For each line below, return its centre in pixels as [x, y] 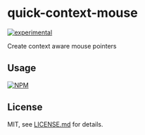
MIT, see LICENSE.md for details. [55, 124]
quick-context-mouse [73, 13]
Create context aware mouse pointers [62, 46]
